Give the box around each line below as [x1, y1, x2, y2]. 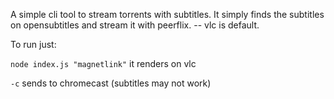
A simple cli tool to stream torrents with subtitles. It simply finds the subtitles [10, 9, 325, 20]
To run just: [10, 39, 57, 50]
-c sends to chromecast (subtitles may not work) [10, 77, 212, 89]
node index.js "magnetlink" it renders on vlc [10, 58, 197, 69]
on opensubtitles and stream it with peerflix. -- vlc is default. [10, 19, 260, 31]
